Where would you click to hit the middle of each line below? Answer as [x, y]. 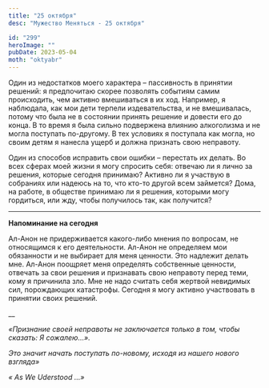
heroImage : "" [32, 45]
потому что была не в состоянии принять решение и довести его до [125, 116]
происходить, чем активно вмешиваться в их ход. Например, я [117, 100]
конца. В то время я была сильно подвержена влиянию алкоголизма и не [134, 125]
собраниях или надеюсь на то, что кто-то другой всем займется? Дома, [132, 183]
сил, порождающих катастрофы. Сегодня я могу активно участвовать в [132, 290]
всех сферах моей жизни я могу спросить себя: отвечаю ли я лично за [130, 166]
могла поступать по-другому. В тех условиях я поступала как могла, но [132, 134]
